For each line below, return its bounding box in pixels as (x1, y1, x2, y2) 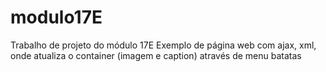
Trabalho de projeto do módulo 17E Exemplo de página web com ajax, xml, (10, 39, 317, 51)
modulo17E (10, 6, 103, 29)
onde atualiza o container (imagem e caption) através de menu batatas (10, 49, 302, 61)
